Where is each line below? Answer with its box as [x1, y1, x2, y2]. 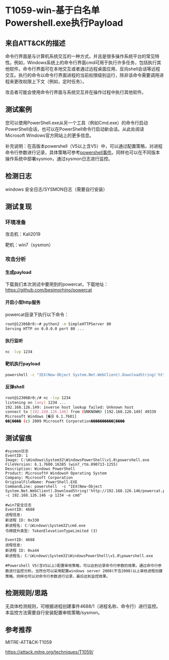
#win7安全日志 [5, 503, 32, 508]
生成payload [5, 269, 32, 275]
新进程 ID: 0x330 [5, 518, 39, 523]
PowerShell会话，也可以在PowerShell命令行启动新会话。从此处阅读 [5, 126, 144, 132]
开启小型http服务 [5, 299, 41, 305]
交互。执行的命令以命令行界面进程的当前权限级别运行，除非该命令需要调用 [5, 72, 159, 78]
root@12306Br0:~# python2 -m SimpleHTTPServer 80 [5, 321, 112, 326]
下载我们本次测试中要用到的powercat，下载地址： [5, 281, 109, 288]
